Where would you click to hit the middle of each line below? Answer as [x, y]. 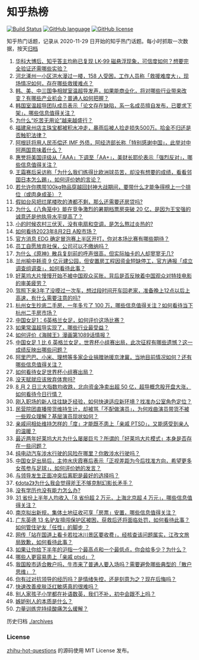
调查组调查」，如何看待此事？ [50, 268]
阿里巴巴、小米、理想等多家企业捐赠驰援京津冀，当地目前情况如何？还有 [103, 357]
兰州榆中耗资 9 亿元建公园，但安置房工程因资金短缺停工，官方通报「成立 [104, 260]
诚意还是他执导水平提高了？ [49, 216]
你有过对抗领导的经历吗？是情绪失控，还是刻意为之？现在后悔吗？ [96, 579]
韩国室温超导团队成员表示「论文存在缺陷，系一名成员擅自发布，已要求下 [103, 105]
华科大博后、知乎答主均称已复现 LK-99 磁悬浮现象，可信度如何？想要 [99, 61]
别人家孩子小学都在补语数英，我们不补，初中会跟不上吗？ [85, 594]
